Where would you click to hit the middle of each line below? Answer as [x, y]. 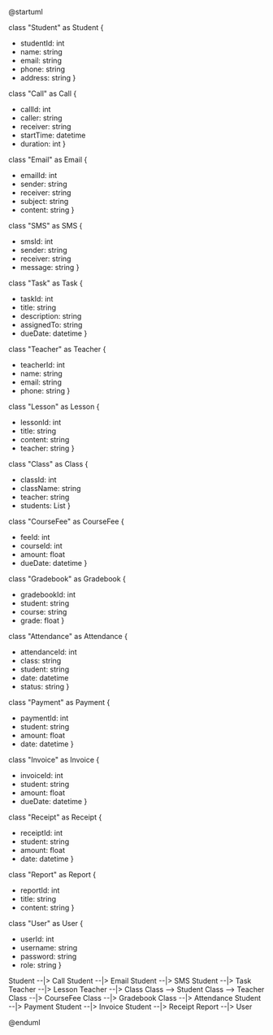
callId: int [35, 109]
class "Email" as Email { [48, 159]
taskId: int [37, 299]
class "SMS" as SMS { [45, 226]
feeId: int [35, 537]
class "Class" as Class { [48, 464]
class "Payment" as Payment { [59, 702]
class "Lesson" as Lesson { [54, 407]
